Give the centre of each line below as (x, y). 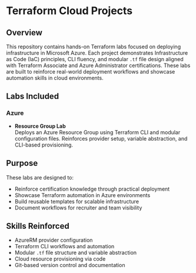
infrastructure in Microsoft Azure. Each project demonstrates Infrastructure (97, 53)
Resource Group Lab (40, 126)
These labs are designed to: (40, 177)
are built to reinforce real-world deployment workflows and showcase (91, 71)
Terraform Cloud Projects (69, 11)
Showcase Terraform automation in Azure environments (82, 195)
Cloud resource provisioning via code (60, 259)
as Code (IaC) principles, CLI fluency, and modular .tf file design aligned (95, 59)
